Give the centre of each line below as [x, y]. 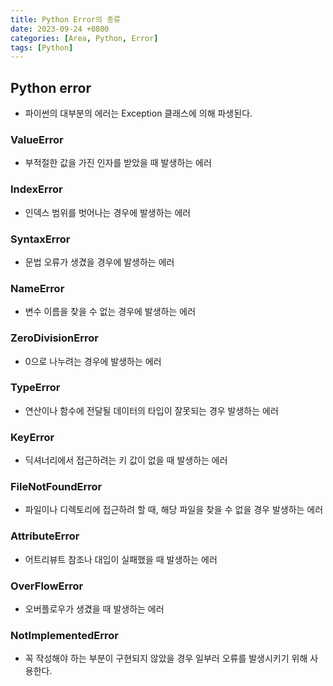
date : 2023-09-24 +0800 [60, 29]
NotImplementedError [64, 635]
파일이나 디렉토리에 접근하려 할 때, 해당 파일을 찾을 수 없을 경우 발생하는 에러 [174, 510]
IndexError [36, 189]
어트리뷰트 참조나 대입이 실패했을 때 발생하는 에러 [121, 559]
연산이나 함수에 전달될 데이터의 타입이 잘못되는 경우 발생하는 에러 [151, 410]
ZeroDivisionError [54, 338]
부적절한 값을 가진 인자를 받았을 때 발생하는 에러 [118, 163]
